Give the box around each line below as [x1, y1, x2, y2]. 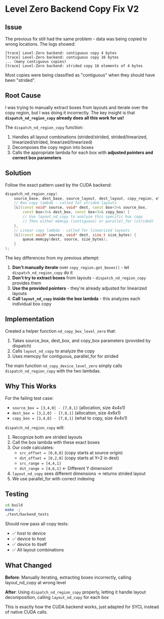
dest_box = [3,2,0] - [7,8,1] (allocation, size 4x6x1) [12, 410, 121, 416]
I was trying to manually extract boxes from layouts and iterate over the [5, 104, 148, 110]
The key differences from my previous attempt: [5, 255, 100, 261]
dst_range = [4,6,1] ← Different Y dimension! [19, 465, 113, 471]
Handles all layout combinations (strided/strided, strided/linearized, [12, 134, 148, 140]
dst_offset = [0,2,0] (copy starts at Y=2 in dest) [19, 455, 120, 461]
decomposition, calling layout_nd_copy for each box [5, 594, 109, 600]
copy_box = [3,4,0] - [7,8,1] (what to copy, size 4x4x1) [12, 415, 128, 421]
